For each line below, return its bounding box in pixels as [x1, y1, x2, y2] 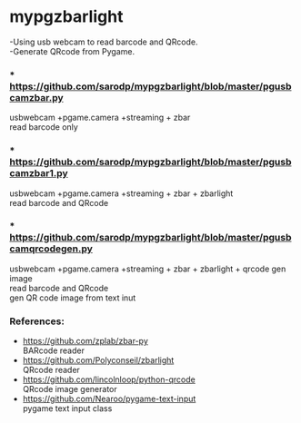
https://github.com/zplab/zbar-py [22, 336, 148, 347]
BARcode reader [22, 345, 85, 356]
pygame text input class [22, 403, 113, 414]
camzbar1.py [9, 167, 68, 180]
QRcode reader [22, 365, 80, 376]
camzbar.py [9, 91, 64, 103]
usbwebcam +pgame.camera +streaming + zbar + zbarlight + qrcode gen [9, 263, 286, 274]
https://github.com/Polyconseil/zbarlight [22, 355, 175, 366]
